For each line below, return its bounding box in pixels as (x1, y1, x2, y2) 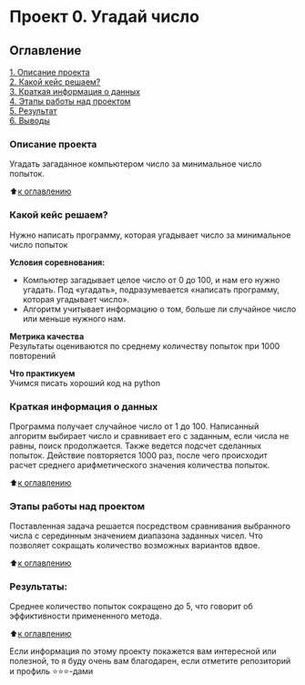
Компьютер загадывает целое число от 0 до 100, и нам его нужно (22, 274, 280, 285)
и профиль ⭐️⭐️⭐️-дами (9, 666, 94, 677)
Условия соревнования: (9, 257, 106, 268)
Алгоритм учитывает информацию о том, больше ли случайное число (22, 303, 297, 314)
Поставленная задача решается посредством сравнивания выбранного (9, 521, 291, 532)
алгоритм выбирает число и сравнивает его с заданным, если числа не (9, 430, 290, 441)
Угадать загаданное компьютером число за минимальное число (9, 158, 262, 169)
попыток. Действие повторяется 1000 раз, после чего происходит (9, 449, 269, 461)
